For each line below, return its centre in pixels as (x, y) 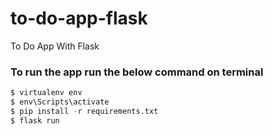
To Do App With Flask (55, 46)
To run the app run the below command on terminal (137, 72)
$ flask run (35, 120)
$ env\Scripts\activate (60, 102)
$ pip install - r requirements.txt (84, 111)
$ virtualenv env (46, 93)
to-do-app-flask (79, 18)
